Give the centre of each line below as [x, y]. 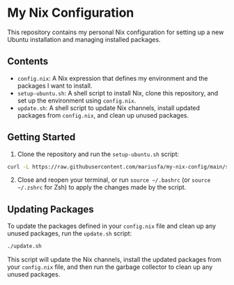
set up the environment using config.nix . [77, 100]
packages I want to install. [55, 86]
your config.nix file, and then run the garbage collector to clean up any [110, 267]
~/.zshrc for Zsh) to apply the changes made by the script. [102, 187]
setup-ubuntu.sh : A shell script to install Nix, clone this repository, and [118, 93]
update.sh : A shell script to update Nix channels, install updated [109, 108]
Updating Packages [50, 209]
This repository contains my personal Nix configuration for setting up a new [116, 32]
